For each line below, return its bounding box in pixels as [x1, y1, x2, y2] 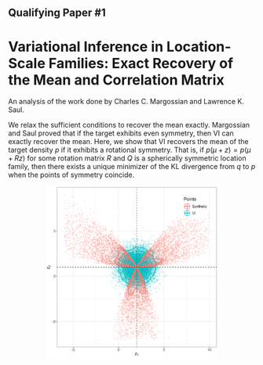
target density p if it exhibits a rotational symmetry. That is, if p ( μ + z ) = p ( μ [8, 145, 251, 155]
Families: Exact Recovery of [48, 54, 234, 72]
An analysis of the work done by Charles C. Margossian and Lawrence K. [8, 97, 245, 107]
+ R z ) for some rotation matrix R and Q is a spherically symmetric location [8, 154, 247, 163]
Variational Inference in [8, 38, 163, 56]
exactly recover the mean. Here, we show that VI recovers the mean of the [8, 137, 249, 146]
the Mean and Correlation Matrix [8, 70, 225, 89]
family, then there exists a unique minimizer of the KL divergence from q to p [8, 162, 256, 172]
